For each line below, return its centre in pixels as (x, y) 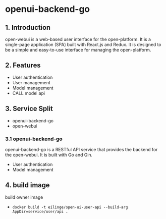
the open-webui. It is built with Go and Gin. (49, 155)
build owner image (24, 197)
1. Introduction (28, 27)
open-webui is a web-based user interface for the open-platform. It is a (78, 39)
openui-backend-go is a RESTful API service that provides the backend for (81, 149)
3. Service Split (29, 109)
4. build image (28, 185)
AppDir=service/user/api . (40, 212)
